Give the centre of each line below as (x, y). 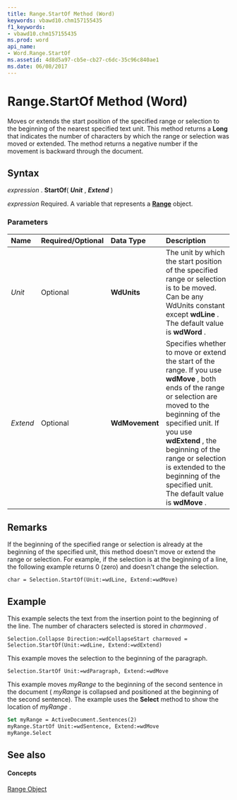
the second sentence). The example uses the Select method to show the (113, 700)
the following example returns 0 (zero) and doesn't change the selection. (113, 567)
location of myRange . (39, 707)
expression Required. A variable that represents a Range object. (100, 204)
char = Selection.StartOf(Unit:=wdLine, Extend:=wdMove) (93, 580)
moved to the (187, 405)
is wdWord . (186, 331)
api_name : (22, 47)
